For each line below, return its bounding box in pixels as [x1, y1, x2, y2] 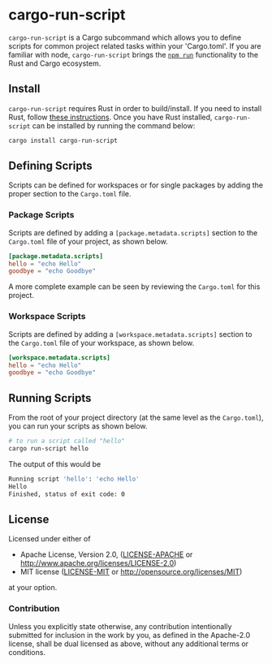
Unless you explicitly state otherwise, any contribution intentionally [8, 621, 232, 631]
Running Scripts [8, 391, 92, 405]
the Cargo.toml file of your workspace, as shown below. [8, 338, 195, 347]
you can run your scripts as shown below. [8, 421, 148, 431]
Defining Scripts [8, 159, 93, 173]
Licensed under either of [8, 534, 91, 544]
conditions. [8, 647, 46, 657]
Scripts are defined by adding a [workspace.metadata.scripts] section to [8, 329, 253, 338]
